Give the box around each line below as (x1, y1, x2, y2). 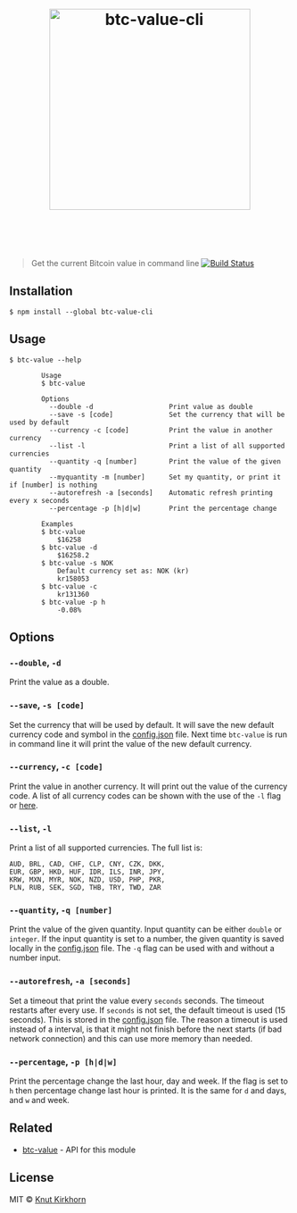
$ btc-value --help (9, 356, 82, 364)
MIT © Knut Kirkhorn (9, 1193, 87, 1204)
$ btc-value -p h (41, 598, 105, 606)
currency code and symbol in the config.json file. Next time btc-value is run (9, 729, 288, 740)
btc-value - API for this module (21, 1144, 136, 1155)
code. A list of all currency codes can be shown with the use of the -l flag (9, 790, 282, 801)
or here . (9, 799, 38, 810)
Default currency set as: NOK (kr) (56, 566, 190, 575)
